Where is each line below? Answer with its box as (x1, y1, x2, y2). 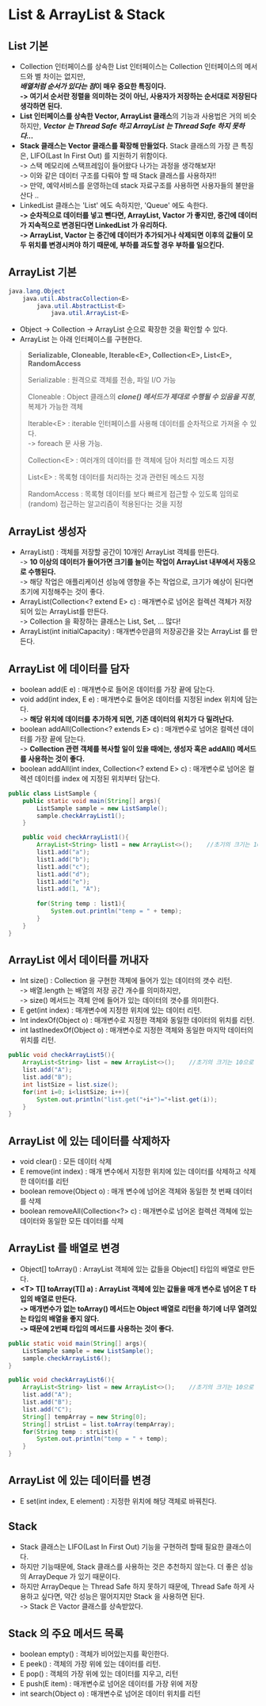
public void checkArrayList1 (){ (22, 833, 129, 842)
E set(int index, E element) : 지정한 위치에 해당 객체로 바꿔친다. (19, 1496, 217, 1505)
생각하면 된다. (19, 102, 63, 110)
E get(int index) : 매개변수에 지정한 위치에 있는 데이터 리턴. (19, 1005, 203, 1015)
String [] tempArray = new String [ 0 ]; (22, 1412, 147, 1421)
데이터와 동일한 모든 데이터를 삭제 (19, 1216, 124, 1226)
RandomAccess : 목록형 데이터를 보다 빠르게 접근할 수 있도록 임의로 (27, 490, 239, 499)
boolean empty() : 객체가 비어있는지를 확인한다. (19, 1649, 169, 1659)
